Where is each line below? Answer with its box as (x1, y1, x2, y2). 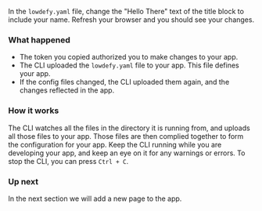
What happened (8, 35, 70, 45)
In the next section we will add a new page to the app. (8, 194, 182, 203)
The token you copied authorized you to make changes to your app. (19, 53, 239, 62)
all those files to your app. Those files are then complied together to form (8, 131, 244, 140)
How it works (8, 105, 59, 116)
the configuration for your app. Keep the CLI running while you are (8, 140, 222, 149)
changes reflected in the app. (19, 85, 115, 95)
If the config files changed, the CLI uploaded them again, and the (19, 78, 230, 87)
